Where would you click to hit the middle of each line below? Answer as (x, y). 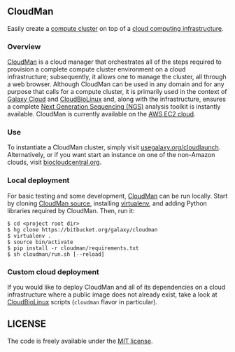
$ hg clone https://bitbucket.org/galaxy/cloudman (83, 230)
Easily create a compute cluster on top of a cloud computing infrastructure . (115, 28)
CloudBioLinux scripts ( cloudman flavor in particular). (83, 302)
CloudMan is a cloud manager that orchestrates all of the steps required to (114, 62)
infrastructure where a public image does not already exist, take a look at (113, 295)
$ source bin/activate (40, 242)
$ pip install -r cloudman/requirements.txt (73, 248)
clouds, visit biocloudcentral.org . (55, 162)
